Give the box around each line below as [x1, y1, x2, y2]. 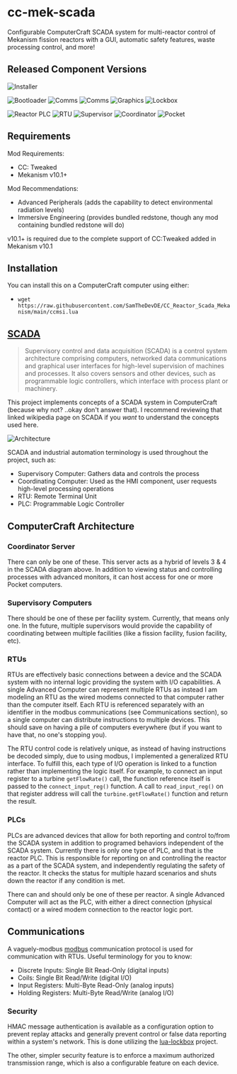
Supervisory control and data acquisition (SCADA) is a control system [24, 347, 228, 355]
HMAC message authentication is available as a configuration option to [7, 1022, 214, 1031]
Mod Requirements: [7, 149, 65, 157]
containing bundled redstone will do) [17, 221, 125, 229]
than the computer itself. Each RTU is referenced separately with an [7, 700, 205, 709]
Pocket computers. [7, 580, 63, 589]
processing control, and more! [7, 43, 96, 51]
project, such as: [7, 455, 57, 465]
